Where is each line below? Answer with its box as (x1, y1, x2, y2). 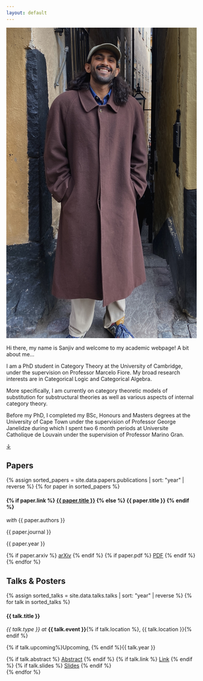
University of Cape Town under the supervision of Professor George (6, 418, 176, 425)
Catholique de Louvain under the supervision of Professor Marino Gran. (6, 431, 184, 439)
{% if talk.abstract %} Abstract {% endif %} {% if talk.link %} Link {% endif (6, 656, 193, 663)
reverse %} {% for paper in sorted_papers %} (6, 482, 120, 490)
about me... (6, 351, 35, 358)
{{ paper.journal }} (6, 528, 51, 536)
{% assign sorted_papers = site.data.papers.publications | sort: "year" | (6, 476, 184, 483)
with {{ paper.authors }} (6, 517, 65, 524)
